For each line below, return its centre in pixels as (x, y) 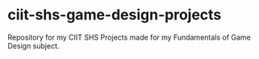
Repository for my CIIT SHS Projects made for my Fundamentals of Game (129, 37)
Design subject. (33, 45)
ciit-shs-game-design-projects (115, 15)
